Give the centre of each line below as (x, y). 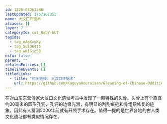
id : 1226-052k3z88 (24, 10)
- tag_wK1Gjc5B (25, 51)
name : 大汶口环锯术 (23, 19)
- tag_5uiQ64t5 (25, 46)
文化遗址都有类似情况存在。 (34, 116)
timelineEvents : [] (25, 70)
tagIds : (13, 38)
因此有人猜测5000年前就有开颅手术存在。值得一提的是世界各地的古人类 (87, 110)
